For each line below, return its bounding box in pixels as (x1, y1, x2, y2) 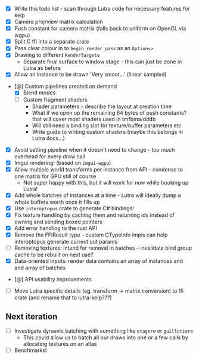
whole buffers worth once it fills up (14, 198, 100, 205)
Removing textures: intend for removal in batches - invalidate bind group (14, 244, 192, 251)
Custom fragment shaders (23, 96, 88, 103)
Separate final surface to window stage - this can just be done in (23, 58, 182, 65)
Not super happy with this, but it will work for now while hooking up (23, 179, 189, 186)
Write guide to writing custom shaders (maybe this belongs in (32, 128, 183, 135)
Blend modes (23, 89, 56, 96)
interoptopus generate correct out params (14, 238, 118, 246)
